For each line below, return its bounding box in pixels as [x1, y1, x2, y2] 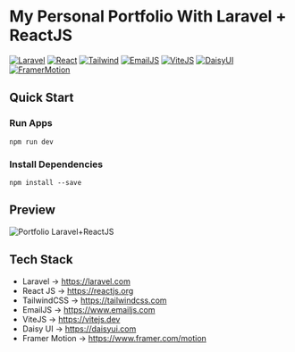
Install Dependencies [9, 158, 104, 171]
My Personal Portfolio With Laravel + [9, 6, 287, 27]
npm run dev [9, 137, 54, 147]
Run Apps [9, 117, 53, 130]
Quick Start [9, 90, 74, 105]
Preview [9, 203, 56, 218]
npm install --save [9, 178, 82, 187]
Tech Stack [9, 252, 73, 267]
